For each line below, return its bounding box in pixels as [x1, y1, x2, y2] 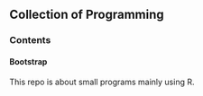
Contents [9, 34, 51, 47]
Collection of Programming [9, 7, 164, 22]
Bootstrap [9, 56, 48, 66]
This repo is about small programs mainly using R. [9, 76, 195, 87]
